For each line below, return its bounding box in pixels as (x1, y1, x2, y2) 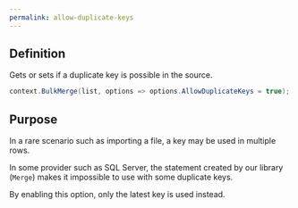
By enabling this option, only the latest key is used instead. (9, 189, 226, 200)
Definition (9, 46, 65, 62)
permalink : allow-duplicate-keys (9, 12, 134, 22)
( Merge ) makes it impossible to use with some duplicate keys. (9, 171, 234, 183)
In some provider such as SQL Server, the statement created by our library (9, 162, 284, 173)
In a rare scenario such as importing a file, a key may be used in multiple (9, 136, 277, 146)
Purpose (9, 112, 58, 127)
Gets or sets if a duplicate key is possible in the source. (9, 70, 213, 80)
